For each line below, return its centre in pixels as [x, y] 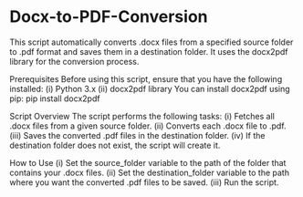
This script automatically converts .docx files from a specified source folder [151, 42]
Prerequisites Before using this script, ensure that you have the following [146, 78]
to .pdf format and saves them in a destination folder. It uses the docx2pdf [149, 51]
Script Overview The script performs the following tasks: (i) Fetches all [142, 116]
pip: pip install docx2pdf [55, 98]
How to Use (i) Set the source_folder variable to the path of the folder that [148, 162]
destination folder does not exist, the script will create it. [115, 145]
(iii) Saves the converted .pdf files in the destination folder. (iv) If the [137, 135]
